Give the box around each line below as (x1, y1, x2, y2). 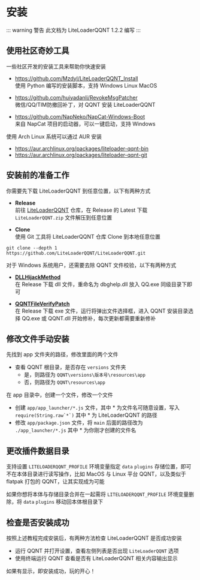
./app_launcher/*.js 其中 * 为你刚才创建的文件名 (14, 426, 137, 434)
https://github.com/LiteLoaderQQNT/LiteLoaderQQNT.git (6, 250, 146, 256)
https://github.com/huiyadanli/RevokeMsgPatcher (14, 94, 138, 101)
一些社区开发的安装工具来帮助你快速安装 (6, 62, 106, 70)
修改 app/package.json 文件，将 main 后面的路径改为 (14, 419, 143, 426)
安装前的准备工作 (6, 170, 69, 181)
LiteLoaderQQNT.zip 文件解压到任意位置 (14, 214, 113, 221)
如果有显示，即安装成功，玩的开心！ (6, 567, 96, 575)
